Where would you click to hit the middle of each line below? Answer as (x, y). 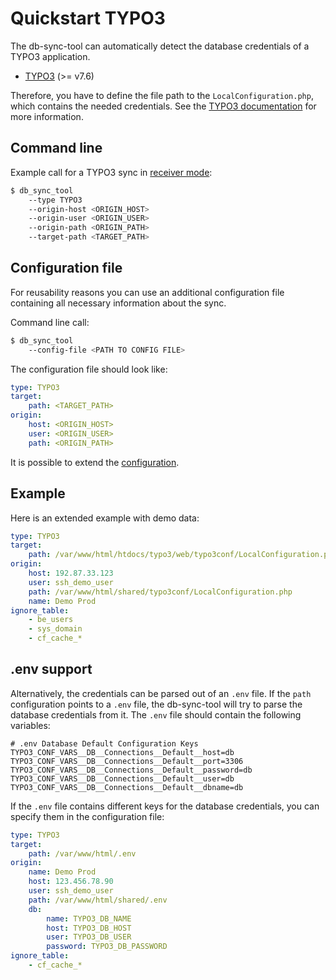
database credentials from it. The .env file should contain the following (156, 714)
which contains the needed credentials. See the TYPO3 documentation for (163, 106)
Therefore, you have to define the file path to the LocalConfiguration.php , (162, 95)
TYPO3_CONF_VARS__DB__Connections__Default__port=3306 (127, 761)
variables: (30, 725)
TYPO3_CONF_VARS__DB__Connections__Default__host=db (122, 752)
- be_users (51, 620)
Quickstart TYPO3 (88, 18)
